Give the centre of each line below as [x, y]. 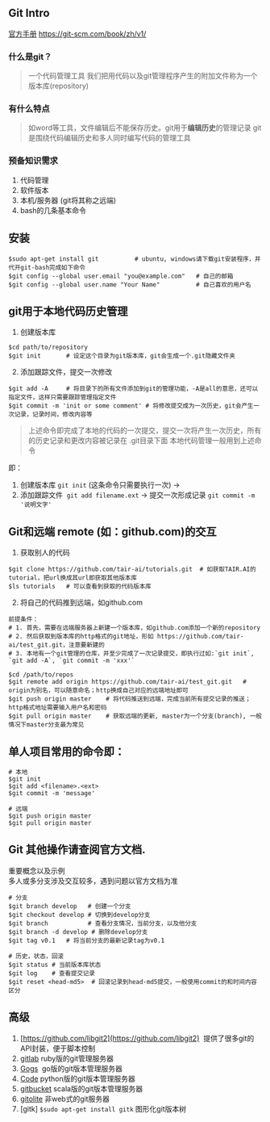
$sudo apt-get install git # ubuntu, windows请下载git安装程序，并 [135, 259]
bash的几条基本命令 [53, 210]
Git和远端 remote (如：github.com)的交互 [113, 532]
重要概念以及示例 [37, 870]
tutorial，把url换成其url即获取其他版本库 [73, 578]
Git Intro [29, 13]
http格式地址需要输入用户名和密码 [58, 708]
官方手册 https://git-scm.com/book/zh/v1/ [77, 33]
